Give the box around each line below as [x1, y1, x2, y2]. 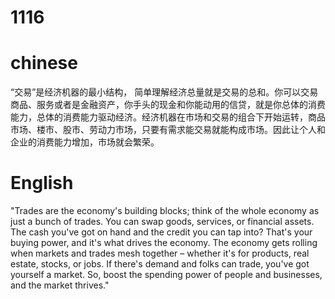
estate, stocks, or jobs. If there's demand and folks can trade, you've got [10, 258, 310, 270]
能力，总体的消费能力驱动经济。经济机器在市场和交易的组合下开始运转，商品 [10, 111, 326, 123]
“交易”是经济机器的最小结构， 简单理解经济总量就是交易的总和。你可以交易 [10, 86, 319, 98]
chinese [10, 52, 78, 75]
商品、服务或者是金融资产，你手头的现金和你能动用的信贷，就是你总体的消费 [10, 99, 326, 111]
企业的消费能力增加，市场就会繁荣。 [10, 136, 160, 148]
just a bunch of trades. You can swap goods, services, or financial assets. [10, 216, 315, 228]
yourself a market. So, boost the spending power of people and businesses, [10, 269, 323, 281]
